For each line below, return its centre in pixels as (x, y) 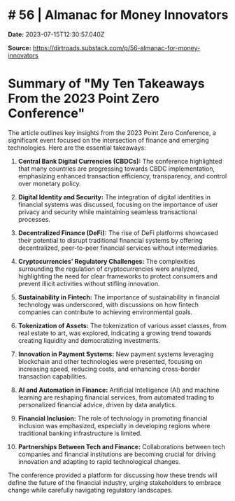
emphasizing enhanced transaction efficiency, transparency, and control (122, 176)
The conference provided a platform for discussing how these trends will (113, 475)
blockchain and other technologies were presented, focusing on (110, 361)
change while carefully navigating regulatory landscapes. (91, 490)
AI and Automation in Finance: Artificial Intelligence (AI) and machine (119, 390)
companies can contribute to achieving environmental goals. (105, 312)
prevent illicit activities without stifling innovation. (89, 283)
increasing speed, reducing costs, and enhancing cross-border (109, 369)
